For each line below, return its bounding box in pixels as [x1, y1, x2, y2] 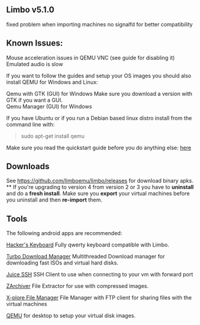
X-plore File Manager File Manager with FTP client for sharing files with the [6, 294, 192, 302]
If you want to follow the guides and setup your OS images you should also [6, 72, 192, 79]
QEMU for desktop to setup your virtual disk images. [6, 312, 136, 320]
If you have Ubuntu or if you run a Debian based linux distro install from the [6, 114, 192, 122]
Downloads [6, 161, 50, 171]
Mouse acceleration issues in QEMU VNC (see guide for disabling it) [6, 54, 175, 61]
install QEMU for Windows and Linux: [6, 78, 98, 86]
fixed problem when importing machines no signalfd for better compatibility [6, 20, 193, 28]
